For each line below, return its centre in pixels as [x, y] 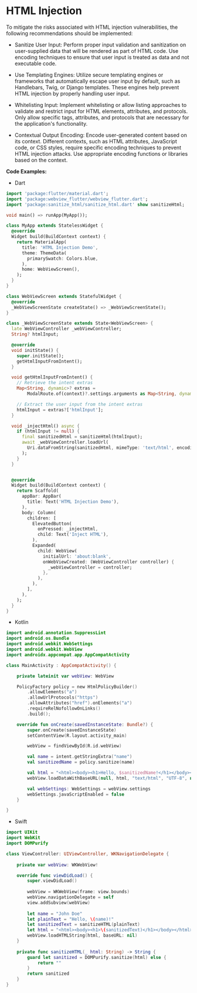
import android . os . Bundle [38, 639]
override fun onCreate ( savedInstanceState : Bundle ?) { [85, 724]
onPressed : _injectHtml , [68, 529]
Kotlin [21, 622]
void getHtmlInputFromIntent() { [52, 377]
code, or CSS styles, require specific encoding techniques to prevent [98, 147]
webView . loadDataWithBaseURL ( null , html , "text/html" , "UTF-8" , [107, 778]
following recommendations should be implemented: [69, 33]
